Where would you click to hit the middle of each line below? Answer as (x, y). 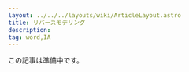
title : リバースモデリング (47, 23)
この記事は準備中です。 (46, 60)
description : (30, 30)
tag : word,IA (30, 37)
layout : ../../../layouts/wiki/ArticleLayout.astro (94, 15)
